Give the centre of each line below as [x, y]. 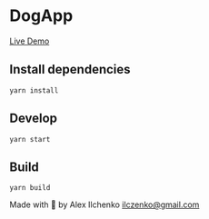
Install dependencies [70, 70]
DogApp [41, 16]
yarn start [30, 139]
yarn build [30, 188]
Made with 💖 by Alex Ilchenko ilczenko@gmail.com [104, 204]
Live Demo [30, 41]
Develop [33, 119]
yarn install [34, 90]
